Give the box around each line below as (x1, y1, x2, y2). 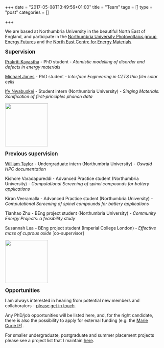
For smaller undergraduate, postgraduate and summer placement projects (5, 332, 154, 338)
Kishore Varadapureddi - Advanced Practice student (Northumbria (5, 175, 139, 181)
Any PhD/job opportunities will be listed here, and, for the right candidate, (5, 312, 153, 318)
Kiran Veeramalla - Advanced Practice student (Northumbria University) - (5, 196, 153, 201)
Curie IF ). (5, 323, 24, 328)
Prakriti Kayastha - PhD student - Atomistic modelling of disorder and (5, 59, 145, 64)
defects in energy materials (5, 64, 61, 70)
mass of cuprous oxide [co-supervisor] (5, 231, 84, 236)
